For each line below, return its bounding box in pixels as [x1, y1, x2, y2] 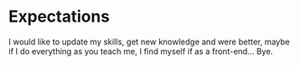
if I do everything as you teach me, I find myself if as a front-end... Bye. [8, 45, 274, 56]
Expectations [8, 6, 110, 27]
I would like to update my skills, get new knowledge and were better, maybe [8, 36, 291, 47]
